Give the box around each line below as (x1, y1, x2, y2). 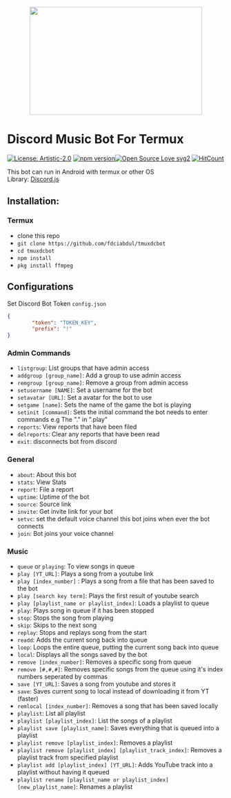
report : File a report (17, 485, 74, 493)
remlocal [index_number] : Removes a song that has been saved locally (17, 702, 219, 710)
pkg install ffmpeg (17, 262, 74, 269)
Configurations (7, 281, 74, 293)
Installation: (7, 195, 60, 207)
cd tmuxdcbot (17, 248, 55, 254)
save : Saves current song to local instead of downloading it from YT (17, 687, 210, 696)
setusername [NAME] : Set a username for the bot (17, 386, 153, 394)
